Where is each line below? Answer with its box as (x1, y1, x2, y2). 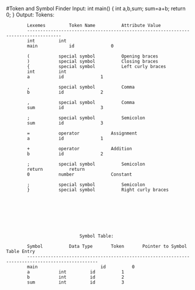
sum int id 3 (27, 279, 125, 285)
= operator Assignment (27, 130, 138, 136)
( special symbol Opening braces (27, 53, 159, 59)
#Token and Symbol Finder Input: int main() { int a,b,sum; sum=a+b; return (6, 5, 186, 12)
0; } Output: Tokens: (6, 11, 54, 18)
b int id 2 (27, 274, 125, 280)
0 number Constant (27, 171, 132, 177)
